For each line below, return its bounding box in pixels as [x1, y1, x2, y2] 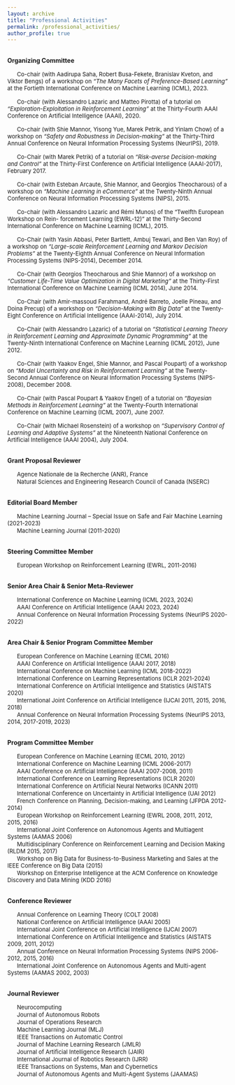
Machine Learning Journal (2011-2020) [16, 527, 121, 535]
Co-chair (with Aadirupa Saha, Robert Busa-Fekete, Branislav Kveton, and [16, 71, 213, 78]
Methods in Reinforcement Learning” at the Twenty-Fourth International [7, 402, 198, 409]
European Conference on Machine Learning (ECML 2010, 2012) [16, 753, 185, 760]
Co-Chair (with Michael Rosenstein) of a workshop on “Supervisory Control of [16, 422, 225, 430]
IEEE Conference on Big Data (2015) [7, 862, 104, 870]
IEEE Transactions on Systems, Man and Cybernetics [16, 1063, 158, 1071]
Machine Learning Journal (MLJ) [16, 1026, 104, 1034]
